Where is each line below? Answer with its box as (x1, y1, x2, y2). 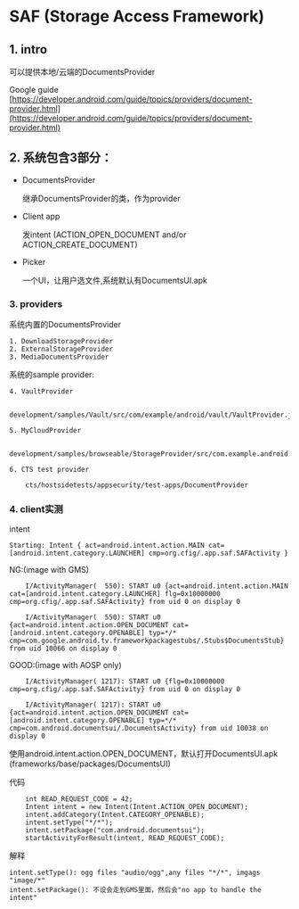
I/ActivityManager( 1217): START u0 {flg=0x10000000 (25, 677, 225, 686)
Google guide (9, 85, 60, 95)
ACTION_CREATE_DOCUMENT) (21, 239, 138, 250)
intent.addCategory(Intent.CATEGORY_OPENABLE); (25, 810, 205, 820)
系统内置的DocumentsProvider (9, 319, 122, 330)
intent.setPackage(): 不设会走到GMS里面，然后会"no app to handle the (9, 886, 262, 895)
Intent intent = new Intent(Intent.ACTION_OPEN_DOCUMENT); (25, 803, 249, 812)
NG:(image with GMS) (9, 565, 90, 575)
